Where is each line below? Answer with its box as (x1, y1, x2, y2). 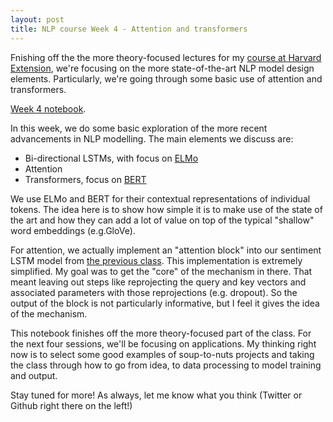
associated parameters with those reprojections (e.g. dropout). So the (10, 286, 298, 298)
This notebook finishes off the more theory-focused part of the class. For (10, 327, 312, 339)
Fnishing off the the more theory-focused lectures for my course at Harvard (10, 51, 322, 63)
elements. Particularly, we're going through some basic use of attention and (10, 72, 323, 85)
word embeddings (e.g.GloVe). (10, 224, 136, 236)
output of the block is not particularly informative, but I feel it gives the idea (10, 297, 320, 309)
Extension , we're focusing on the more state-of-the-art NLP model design (10, 62, 315, 74)
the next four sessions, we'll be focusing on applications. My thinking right (10, 337, 317, 350)
